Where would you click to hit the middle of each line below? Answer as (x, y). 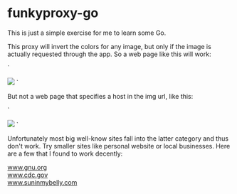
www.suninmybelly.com (42, 182)
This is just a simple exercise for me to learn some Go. (87, 33)
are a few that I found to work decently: (65, 153)
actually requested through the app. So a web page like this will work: (109, 54)
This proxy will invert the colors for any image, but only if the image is (109, 46)
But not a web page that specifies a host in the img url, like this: (100, 96)
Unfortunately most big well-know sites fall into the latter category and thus (118, 138)
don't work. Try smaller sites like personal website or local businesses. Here (119, 146)
